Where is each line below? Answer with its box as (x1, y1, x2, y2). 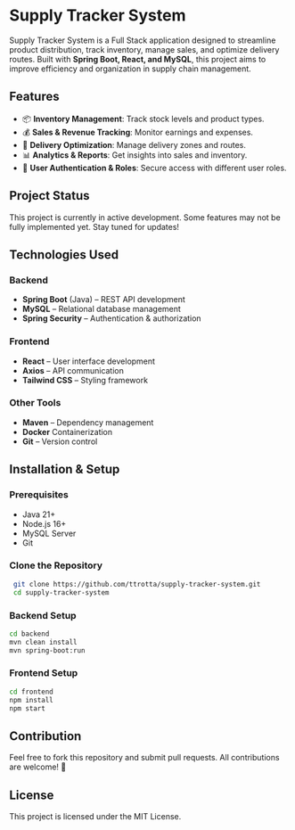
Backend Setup (9, 609, 78, 621)
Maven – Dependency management (21, 416, 154, 428)
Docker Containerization (21, 426, 113, 437)
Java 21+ (21, 509, 56, 520)
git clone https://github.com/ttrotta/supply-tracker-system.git (12, 579, 261, 588)
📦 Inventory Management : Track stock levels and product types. (21, 113, 265, 124)
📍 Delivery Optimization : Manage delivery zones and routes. (21, 139, 247, 150)
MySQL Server (21, 528, 77, 538)
